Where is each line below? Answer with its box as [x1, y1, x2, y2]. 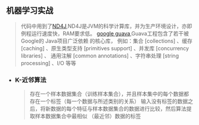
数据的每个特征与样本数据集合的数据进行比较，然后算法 [50, 105, 186, 113]
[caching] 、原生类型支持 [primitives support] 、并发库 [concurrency [20, 44, 189, 52]
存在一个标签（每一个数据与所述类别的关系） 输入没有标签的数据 [29, 98, 188, 105]
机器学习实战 [6, 5, 54, 16]
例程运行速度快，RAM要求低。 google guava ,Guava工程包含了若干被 [20, 30, 189, 37]
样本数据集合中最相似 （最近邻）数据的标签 [35, 113, 141, 120]
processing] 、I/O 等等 [20, 59, 76, 66]
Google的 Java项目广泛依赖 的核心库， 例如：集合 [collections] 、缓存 [20, 37, 192, 44]
